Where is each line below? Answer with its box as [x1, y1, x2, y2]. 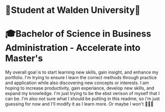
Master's [5, 53, 43, 64]
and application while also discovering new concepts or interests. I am [5, 80, 149, 86]
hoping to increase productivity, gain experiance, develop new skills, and [5, 85, 155, 91]
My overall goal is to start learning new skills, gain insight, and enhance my [5, 69, 159, 75]
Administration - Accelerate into [5, 42, 141, 54]
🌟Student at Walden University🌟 [5, 4, 141, 16]
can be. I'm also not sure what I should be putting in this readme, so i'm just [5, 96, 160, 102]
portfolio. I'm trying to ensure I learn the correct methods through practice [5, 75, 157, 81]
